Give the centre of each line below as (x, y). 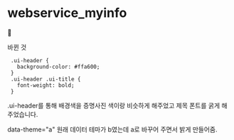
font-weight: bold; (46, 85)
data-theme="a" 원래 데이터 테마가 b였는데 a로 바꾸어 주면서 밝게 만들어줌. (113, 129)
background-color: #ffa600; (58, 66)
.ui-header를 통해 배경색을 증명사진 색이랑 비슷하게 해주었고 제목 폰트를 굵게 (114, 105)
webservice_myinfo (67, 13)
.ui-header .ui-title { (46, 79)
